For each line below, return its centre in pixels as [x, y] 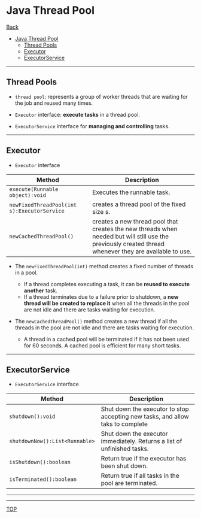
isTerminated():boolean [43, 479]
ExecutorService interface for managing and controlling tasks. [92, 126]
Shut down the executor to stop [145, 409]
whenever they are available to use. [142, 251]
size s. [101, 211]
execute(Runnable [34, 189]
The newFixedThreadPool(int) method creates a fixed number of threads [104, 266]
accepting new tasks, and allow [145, 417]
